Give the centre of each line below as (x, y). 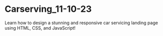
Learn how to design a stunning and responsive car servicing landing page (81, 23)
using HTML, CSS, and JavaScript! (40, 28)
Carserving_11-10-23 (48, 9)
